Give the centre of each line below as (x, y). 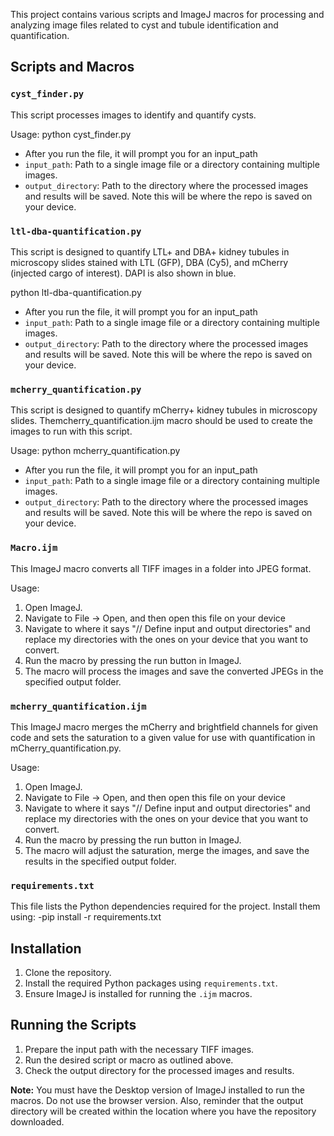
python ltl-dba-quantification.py (76, 292)
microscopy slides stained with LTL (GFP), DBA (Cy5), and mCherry (149, 262)
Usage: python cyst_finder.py (71, 134)
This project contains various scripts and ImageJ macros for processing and (167, 14)
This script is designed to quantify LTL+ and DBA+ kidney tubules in (150, 251)
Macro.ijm (34, 548)
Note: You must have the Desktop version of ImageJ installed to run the (158, 1090)
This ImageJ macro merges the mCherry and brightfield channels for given (164, 726)
